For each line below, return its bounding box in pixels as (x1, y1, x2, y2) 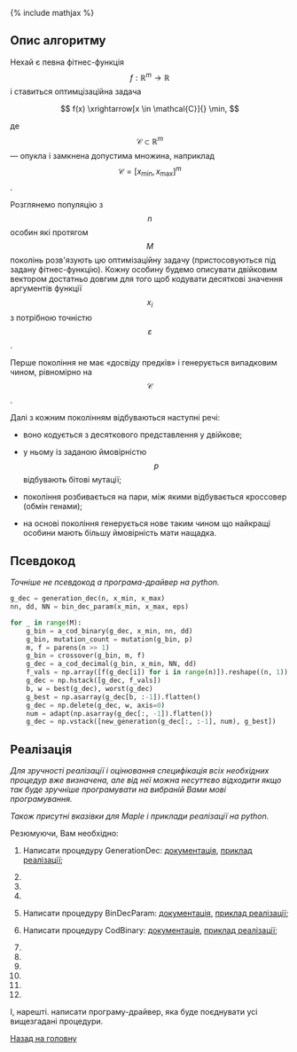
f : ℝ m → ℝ (129, 70, 170, 82)
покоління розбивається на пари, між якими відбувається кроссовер (22, 491, 287, 502)
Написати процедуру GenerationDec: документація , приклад (22, 845, 253, 856)
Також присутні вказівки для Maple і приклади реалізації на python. (10, 811, 270, 821)
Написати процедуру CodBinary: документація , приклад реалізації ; (22, 925, 278, 936)
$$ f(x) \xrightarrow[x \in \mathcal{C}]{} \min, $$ (59, 104, 240, 114)
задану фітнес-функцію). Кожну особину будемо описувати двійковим (10, 263, 277, 274)
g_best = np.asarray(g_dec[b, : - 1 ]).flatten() (26, 692, 201, 702)
